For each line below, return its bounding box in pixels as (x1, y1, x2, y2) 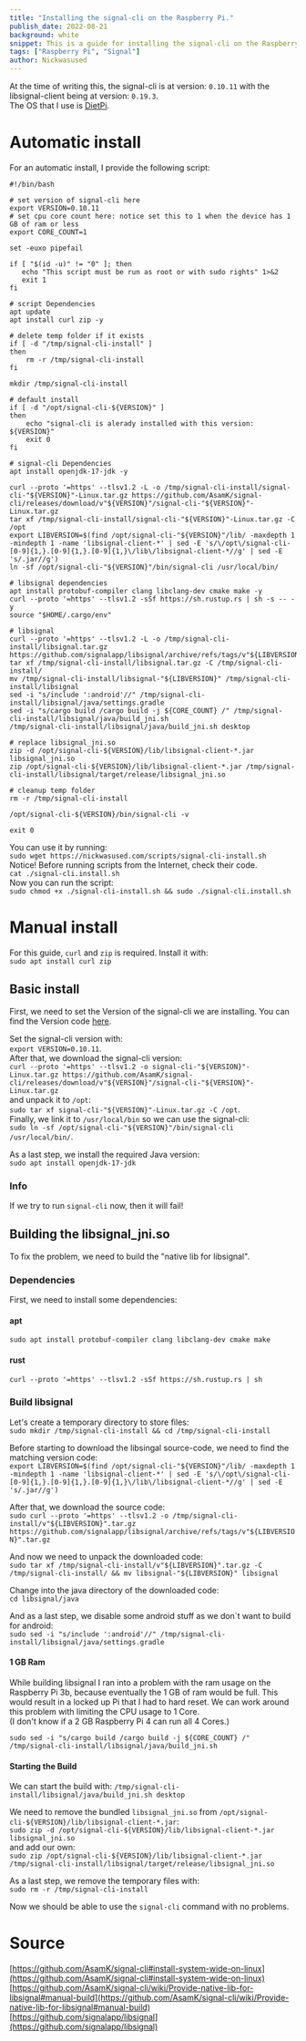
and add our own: (9, 1842, 76, 1853)
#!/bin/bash (9, 180, 55, 189)
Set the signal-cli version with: (9, 1033, 123, 1044)
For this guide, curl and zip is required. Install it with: (9, 947, 209, 958)
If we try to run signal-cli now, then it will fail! (9, 1200, 184, 1211)
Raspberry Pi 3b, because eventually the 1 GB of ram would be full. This (9, 1687, 279, 1697)
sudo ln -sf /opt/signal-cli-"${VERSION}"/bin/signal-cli (9, 1123, 234, 1132)
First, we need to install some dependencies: (9, 1294, 178, 1305)
